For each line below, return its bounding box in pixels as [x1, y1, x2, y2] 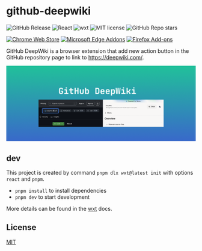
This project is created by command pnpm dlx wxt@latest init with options [6, 169, 194, 177]
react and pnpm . [6, 175, 45, 183]
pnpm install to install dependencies [14, 187, 107, 195]
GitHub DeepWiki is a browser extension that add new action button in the [6, 47, 189, 55]
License [6, 222, 37, 232]
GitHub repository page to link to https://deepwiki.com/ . [6, 53, 144, 61]
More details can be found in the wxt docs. [6, 205, 112, 213]
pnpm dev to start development [14, 193, 90, 201]
